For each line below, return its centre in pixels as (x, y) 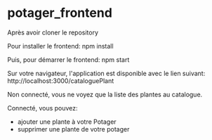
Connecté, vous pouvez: (43, 108)
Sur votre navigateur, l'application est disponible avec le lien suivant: (106, 73)
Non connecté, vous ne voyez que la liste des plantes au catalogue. (105, 94)
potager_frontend (60, 13)
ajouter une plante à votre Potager (67, 122)
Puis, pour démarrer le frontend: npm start (68, 59)
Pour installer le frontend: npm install (60, 46)
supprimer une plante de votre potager (73, 129)
